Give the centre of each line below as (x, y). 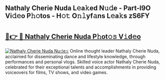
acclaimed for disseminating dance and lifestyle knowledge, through (75, 56)
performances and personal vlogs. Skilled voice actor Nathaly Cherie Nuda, (83, 62)
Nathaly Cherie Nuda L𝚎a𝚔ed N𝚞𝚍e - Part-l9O (78, 8)
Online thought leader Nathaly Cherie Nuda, (115, 51)
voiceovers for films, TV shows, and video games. (57, 72)
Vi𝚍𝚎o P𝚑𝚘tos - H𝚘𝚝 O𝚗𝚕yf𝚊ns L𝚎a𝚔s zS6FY (78, 16)
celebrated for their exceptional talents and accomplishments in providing (81, 67)
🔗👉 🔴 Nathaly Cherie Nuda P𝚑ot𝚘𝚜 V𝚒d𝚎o (73, 37)
